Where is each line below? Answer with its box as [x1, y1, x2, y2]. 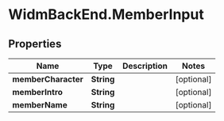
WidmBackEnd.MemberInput [8, 6, 204, 24]
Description [122, 61, 168, 71]
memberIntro [12, 87, 64, 97]
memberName [12, 100, 68, 110]
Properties [8, 37, 62, 51]
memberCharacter [12, 74, 83, 85]
